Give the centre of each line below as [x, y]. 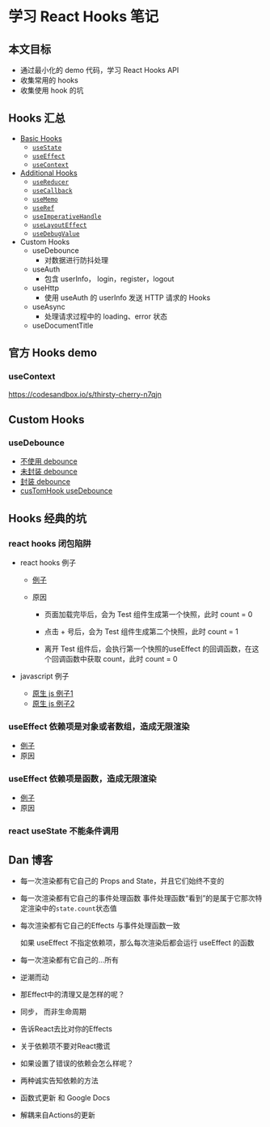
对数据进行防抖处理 [76, 259]
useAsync [49, 306]
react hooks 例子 [48, 562]
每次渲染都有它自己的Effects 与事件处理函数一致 [100, 926]
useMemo [45, 199]
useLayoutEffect [59, 225]
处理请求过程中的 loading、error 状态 [106, 316]
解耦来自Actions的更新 [57, 1115]
